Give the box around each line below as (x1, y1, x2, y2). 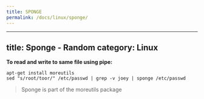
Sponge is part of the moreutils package (21, 86, 123, 94)
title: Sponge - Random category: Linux (6, 42, 158, 53)
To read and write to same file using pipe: (6, 59, 113, 66)
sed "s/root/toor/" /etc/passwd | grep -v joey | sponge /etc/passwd (6, 75, 186, 81)
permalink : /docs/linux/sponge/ (6, 14, 88, 21)
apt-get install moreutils (6, 70, 75, 76)
